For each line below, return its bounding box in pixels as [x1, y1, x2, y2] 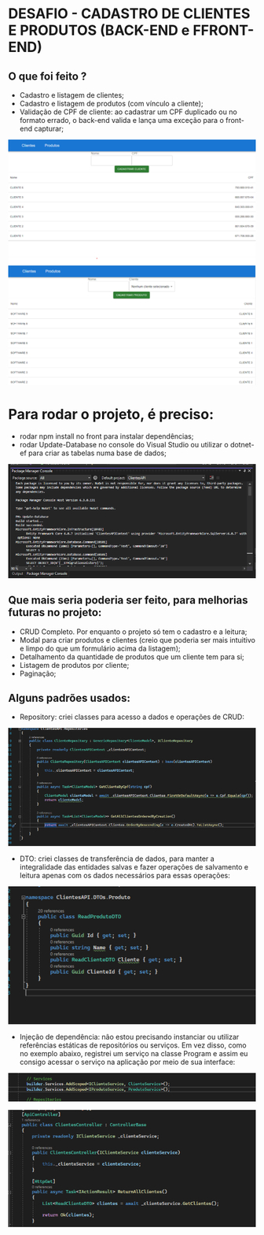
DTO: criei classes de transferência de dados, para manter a [19, 854, 214, 863]
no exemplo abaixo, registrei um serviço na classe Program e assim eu [19, 1049, 248, 1059]
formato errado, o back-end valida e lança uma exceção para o [19, 116, 224, 124]
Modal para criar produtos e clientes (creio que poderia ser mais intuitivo [19, 635, 255, 644]
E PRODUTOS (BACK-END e [8, 21, 190, 39]
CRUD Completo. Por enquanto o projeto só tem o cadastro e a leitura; [19, 627, 247, 636]
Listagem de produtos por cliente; [19, 660, 130, 669]
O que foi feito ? [8, 69, 87, 83]
